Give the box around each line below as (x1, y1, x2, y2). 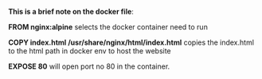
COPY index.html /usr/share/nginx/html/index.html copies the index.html (8, 38, 255, 47)
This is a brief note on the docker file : (8, 7, 134, 16)
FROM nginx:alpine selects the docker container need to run (8, 22, 209, 31)
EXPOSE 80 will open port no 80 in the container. (8, 61, 170, 71)
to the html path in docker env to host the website (8, 46, 171, 55)
